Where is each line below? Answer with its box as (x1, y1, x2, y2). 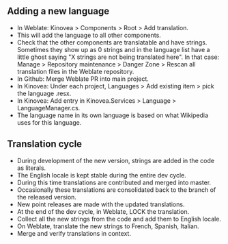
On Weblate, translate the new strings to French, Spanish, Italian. (16, 222, 199, 230)
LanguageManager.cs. (16, 103, 81, 112)
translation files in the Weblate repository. (16, 67, 134, 75)
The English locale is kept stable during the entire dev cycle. (16, 171, 186, 179)
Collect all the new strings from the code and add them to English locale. (16, 215, 222, 223)
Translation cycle (7, 138, 83, 150)
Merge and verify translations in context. (16, 229, 132, 237)
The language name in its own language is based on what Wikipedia (16, 111, 209, 119)
